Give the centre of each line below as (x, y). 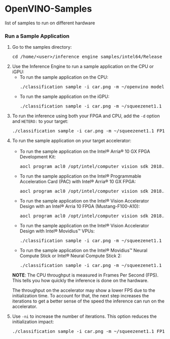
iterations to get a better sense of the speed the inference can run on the (88, 301)
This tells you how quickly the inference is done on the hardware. (80, 281)
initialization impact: (33, 322)
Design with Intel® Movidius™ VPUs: (57, 231)
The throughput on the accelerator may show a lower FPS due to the (84, 290)
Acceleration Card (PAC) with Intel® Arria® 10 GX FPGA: (78, 182)
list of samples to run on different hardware (50, 23)
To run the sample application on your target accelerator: (72, 141)
